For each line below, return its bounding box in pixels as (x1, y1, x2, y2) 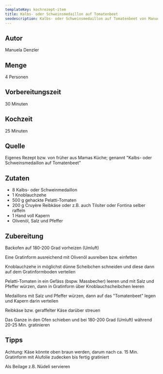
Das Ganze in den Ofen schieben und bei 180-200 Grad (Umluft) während (5, 317, 152, 323)
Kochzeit (5, 115, 33, 123)
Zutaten (5, 174, 30, 182)
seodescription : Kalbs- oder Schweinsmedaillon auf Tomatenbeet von (5, 16, 147, 21)
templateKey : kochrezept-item (5, 7, 66, 12)
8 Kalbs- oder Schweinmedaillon (12, 187, 78, 193)
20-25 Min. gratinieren (5, 322, 50, 328)
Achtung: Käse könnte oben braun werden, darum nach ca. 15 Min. (5, 349, 138, 355)
